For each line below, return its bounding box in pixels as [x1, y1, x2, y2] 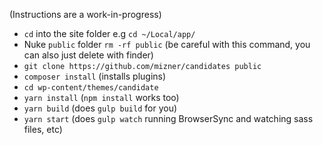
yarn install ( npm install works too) [23, 92, 180, 103]
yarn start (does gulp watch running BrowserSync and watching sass [23, 113, 314, 124]
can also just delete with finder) [23, 49, 154, 61]
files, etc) [23, 124, 63, 135]
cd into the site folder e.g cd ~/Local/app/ [23, 28, 196, 39]
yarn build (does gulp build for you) [23, 102, 178, 114]
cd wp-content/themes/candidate [23, 83, 159, 93]
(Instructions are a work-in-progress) [9, 9, 162, 20]
